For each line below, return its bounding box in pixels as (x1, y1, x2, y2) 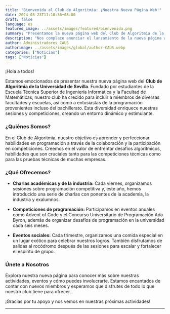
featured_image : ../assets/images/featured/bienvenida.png (5, 26, 133, 31)
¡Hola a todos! (5, 68, 34, 74)
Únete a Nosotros (5, 261, 49, 268)
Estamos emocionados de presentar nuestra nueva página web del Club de (5, 78, 162, 84)
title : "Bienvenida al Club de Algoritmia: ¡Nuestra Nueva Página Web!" (5, 7, 162, 13)
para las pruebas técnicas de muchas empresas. (5, 156, 107, 162)
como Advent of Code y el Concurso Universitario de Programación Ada (12, 211, 163, 218)
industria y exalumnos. (12, 196, 60, 203)
